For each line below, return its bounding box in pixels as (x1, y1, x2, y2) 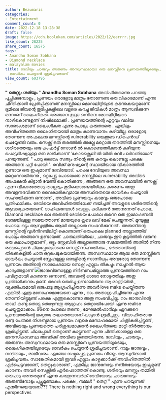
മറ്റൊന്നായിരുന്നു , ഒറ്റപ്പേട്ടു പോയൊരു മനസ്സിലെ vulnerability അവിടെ (5, 172, 145, 178)
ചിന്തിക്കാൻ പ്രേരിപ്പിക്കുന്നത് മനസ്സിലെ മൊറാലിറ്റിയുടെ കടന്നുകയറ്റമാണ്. (5, 100, 151, 106)
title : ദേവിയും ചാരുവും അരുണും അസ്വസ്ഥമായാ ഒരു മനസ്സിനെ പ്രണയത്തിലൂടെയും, (5, 67, 162, 72)
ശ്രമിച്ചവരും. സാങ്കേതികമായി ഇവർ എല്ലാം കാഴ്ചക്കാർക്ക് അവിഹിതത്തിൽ (5, 356, 151, 362)
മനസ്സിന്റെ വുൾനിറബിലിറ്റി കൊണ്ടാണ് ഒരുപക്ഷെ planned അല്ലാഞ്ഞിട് (5, 228, 147, 234)
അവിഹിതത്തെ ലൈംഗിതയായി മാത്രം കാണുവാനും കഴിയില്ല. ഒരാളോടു (5, 128, 147, 134)
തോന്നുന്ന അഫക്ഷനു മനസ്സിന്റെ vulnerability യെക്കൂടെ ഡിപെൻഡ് (5, 133, 139, 139)
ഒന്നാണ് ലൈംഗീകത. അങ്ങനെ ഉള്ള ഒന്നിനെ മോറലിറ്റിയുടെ (5, 111, 127, 117)
